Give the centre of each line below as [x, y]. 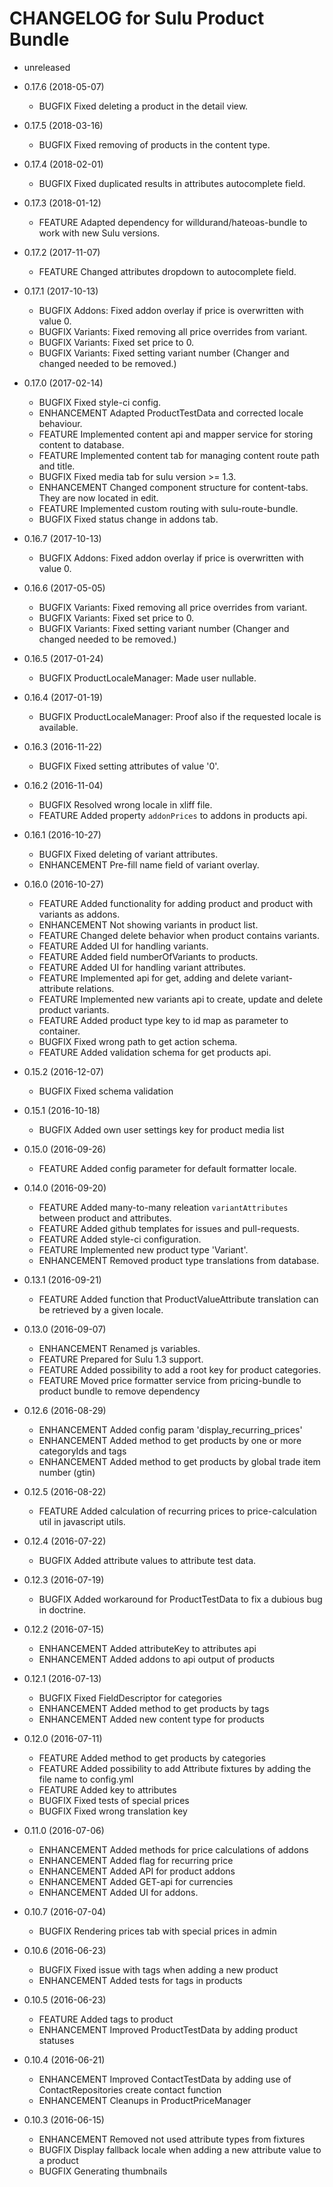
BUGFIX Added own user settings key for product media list [161, 1129]
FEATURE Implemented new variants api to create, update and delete [181, 999]
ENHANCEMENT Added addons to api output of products [157, 1659]
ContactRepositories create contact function [130, 2089]
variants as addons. [79, 914]
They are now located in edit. [98, 498]
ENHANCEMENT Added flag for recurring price [136, 1860]
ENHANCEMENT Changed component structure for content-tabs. [173, 487]
